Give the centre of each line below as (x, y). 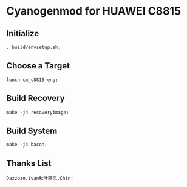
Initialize (23, 34)
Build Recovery (36, 98)
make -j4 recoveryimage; (38, 112)
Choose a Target (38, 66)
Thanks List (29, 163)
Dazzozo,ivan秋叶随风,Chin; (40, 179)
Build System (32, 131)
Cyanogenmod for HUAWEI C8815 (93, 11)
